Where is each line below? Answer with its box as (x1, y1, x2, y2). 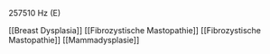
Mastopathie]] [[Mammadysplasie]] (8, 35, 140, 45)
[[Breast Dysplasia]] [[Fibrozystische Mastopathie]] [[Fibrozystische (8, 25, 262, 35)
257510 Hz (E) (8, 8, 61, 18)
